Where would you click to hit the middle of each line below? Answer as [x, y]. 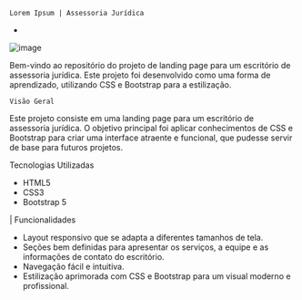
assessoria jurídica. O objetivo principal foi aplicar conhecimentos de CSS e [151, 128]
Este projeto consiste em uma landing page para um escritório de [132, 118]
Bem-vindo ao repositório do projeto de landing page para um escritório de [150, 65]
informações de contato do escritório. [94, 257]
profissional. [46, 286]
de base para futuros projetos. [66, 147]
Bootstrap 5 [45, 202]
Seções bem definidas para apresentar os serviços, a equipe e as [146, 247]
